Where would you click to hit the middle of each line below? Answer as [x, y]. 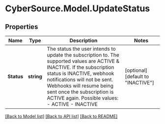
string [35, 77]
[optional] [136, 70]
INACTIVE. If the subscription [81, 67]
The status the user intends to [82, 49]
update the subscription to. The [83, 55]
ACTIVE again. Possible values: [83, 98]
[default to [137, 77]
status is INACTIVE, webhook [81, 73]
